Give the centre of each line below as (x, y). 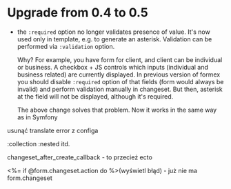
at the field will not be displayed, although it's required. (95, 96)
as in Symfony (37, 117)
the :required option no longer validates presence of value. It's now (113, 32)
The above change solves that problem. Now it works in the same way (117, 110)
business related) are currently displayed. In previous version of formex (119, 74)
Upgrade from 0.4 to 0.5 (78, 13)
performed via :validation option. (66, 46)
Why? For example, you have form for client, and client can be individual (120, 59)
